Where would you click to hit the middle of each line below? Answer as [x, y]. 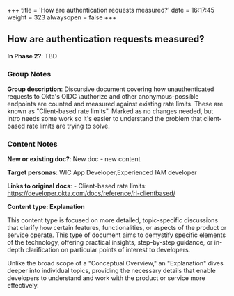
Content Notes [32, 144]
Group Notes [29, 74]
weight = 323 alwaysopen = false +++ [62, 17]
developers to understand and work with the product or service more [106, 278]
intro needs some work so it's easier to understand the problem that [105, 119]
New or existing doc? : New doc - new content [74, 159]
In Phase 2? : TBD [32, 56]
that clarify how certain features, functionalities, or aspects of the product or [117, 228]
